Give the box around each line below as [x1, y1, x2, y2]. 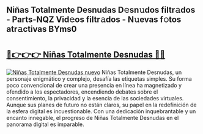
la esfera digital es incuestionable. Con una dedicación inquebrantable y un [6, 108, 196, 115]
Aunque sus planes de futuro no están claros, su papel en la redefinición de [6, 101, 197, 108]
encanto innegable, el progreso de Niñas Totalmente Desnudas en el [6, 114, 179, 121]
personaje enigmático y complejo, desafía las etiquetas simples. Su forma [6, 75, 193, 82]
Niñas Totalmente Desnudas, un [102, 69, 182, 76]
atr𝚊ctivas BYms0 [6, 24, 77, 34]
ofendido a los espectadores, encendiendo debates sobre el [6, 88, 158, 95]
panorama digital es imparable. [6, 121, 84, 128]
